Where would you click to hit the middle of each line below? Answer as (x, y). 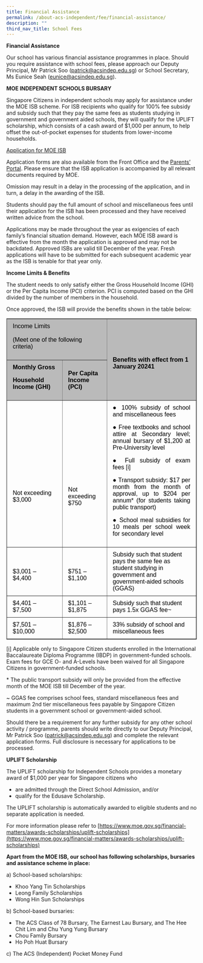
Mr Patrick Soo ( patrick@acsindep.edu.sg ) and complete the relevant (92, 735)
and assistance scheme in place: (48, 863)
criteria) (23, 347)
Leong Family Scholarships (49, 893)
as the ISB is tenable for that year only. (54, 261)
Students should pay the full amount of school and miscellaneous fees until (100, 205)
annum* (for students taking (151, 501)
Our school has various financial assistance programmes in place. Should (98, 57)
